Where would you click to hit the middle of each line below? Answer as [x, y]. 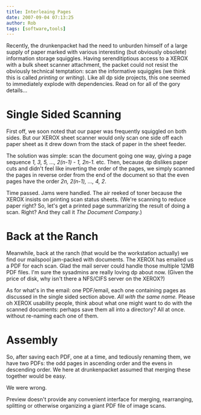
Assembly [32, 340]
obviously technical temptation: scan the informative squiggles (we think [96, 71]
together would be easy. [36, 376]
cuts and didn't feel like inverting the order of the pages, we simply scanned [100, 168]
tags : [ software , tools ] [36, 29]
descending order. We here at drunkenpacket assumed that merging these [98, 370]
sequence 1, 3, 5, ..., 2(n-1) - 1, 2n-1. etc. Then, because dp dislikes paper [97, 162]
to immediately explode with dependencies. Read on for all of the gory [93, 84]
